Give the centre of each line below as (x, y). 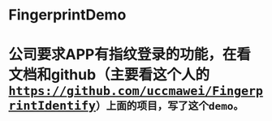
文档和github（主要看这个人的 (109, 75)
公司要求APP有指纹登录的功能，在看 (130, 55)
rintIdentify (52, 106)
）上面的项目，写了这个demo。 (170, 106)
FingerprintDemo (67, 15)
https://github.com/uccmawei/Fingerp (136, 91)
